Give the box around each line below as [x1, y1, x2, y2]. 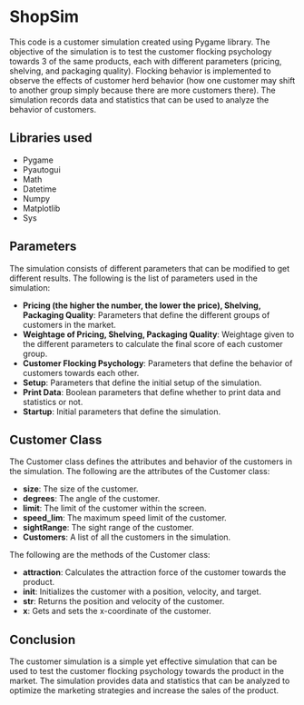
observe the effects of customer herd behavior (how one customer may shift [9, 74, 296, 85]
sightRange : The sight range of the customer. [22, 522, 194, 533]
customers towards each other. [22, 367, 140, 378]
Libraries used [9, 130, 93, 146]
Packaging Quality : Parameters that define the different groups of [22, 309, 270, 320]
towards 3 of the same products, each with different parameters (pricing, [9, 55, 282, 66]
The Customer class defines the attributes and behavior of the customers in [9, 456, 293, 467]
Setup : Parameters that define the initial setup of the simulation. [22, 377, 262, 388]
